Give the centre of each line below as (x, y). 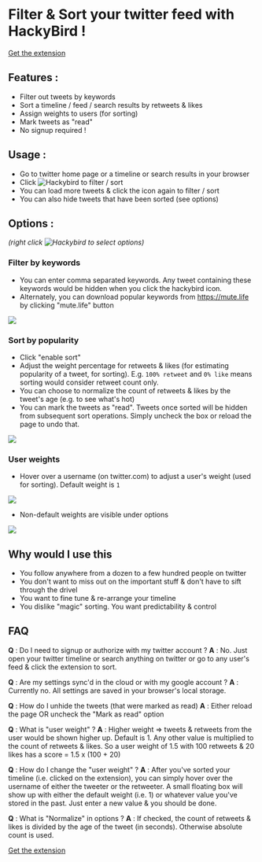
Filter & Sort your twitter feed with (121, 15)
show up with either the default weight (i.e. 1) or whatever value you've (123, 794)
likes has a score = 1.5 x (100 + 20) (65, 754)
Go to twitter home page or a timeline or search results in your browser (135, 174)
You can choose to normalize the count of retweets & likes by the (125, 390)
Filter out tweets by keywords (67, 97)
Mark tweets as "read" (56, 122)
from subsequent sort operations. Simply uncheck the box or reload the (135, 415)
